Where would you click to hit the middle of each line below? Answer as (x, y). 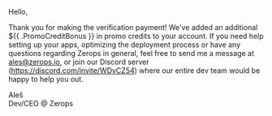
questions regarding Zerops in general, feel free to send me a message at (131, 53)
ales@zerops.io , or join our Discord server (79, 62)
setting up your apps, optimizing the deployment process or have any (125, 45)
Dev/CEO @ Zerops (41, 103)
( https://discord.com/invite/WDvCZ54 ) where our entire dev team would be (134, 71)
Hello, (18, 12)
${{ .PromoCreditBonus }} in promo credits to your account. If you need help (136, 36)
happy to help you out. (46, 79)
